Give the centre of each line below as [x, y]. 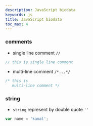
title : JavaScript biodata [34, 19]
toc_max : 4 [17, 24]
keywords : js [19, 15]
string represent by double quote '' [51, 110]
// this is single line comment [39, 62]
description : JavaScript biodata [40, 10]
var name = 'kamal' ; [27, 119]
